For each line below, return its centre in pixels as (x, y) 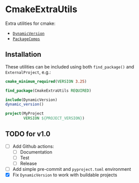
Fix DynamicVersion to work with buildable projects (65, 175)
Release (28, 163)
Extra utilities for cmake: (30, 23)
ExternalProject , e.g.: (28, 72)
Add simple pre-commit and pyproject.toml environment (72, 169)
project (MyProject (25, 114)
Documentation (36, 152)
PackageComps (26, 39)
